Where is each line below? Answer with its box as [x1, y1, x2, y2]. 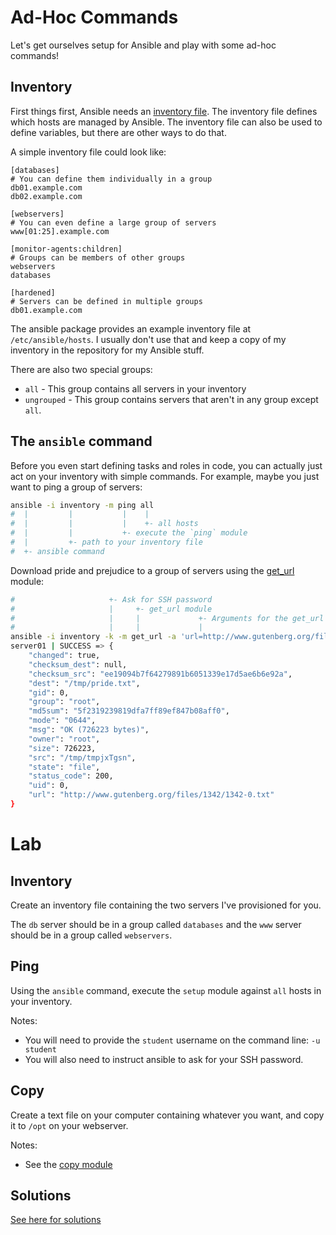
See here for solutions [10, 1214, 102, 1226]
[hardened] [10, 287, 56, 298]
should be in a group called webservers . [10, 929, 173, 941]
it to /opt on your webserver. [10, 1119, 129, 1131]
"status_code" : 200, [28, 771, 114, 781]
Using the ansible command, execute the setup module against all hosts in [10, 984, 322, 996]
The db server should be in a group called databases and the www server [10, 918, 302, 930]
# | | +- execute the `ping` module [10, 528, 248, 538]
